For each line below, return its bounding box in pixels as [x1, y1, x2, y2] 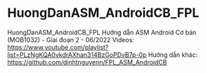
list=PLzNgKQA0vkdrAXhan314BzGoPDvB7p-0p [7, 51, 147, 59]
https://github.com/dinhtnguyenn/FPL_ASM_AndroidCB [7, 58, 167, 66]
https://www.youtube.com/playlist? [7, 43, 109, 51]
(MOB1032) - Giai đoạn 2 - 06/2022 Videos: [7, 35, 135, 44]
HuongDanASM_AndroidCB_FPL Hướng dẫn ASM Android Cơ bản [7, 28, 197, 36]
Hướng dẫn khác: [148, 51, 198, 59]
